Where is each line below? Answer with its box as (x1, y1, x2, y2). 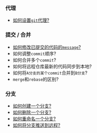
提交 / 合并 (5, 31, 31, 39)
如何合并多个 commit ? (12, 56, 56, 63)
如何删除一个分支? (12, 109, 51, 115)
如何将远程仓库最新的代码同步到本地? (12, 63, 92, 69)
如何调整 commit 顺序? (12, 50, 56, 56)
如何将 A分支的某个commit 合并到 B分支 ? (12, 69, 88, 75)
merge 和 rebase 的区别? (12, 76, 59, 82)
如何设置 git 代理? (12, 17, 50, 24)
